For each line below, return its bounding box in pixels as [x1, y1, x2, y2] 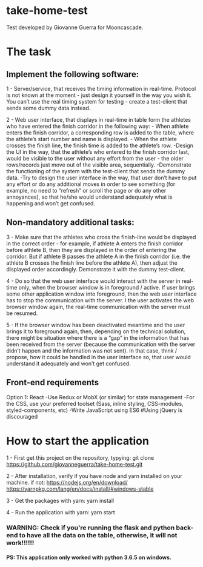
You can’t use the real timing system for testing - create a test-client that [6, 98, 188, 105]
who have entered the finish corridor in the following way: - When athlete [6, 122, 189, 130]
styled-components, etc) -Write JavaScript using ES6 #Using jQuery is [6, 406, 183, 414]
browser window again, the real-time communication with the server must [6, 303, 191, 310]
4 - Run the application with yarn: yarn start [6, 508, 115, 516]
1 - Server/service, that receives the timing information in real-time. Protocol [6, 85, 196, 92]
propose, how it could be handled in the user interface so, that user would [6, 353, 191, 360]
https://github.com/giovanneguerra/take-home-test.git [6, 460, 143, 468]
